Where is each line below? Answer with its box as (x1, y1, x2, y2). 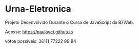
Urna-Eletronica (5, 3, 72, 15)
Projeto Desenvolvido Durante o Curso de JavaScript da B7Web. (5, 19, 134, 25)
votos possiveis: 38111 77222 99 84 (5, 38, 77, 44)
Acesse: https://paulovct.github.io (5, 29, 73, 34)
